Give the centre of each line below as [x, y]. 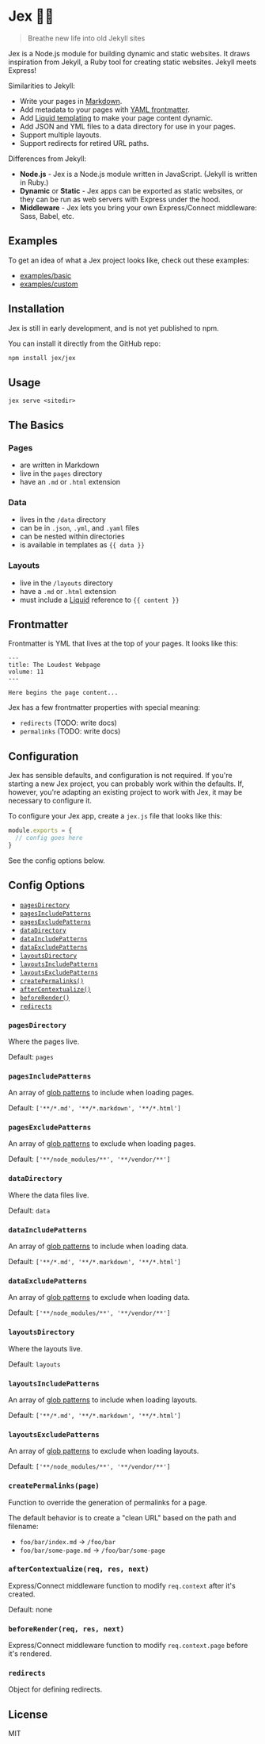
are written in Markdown [59, 465]
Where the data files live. [49, 1195]
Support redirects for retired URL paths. [84, 143]
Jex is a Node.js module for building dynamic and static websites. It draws [129, 53]
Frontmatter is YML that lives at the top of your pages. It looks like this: [123, 644]
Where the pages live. [44, 1041]
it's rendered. [30, 1654]
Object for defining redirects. [55, 1689]
